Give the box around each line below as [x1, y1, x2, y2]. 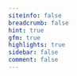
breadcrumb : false [8, 19, 69, 27]
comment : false [8, 56, 59, 64]
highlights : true [8, 41, 66, 49]
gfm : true [8, 33, 41, 42]
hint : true [8, 26, 44, 34]
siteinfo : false [8, 11, 62, 20]
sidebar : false [8, 48, 59, 56]
